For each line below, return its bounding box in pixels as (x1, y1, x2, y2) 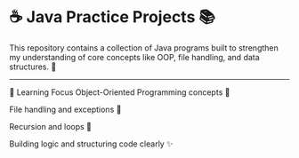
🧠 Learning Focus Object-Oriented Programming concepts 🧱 (9, 86, 230, 98)
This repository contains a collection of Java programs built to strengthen (9, 42, 279, 53)
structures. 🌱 (9, 61, 57, 72)
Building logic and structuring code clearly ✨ (9, 138, 174, 149)
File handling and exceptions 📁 (9, 104, 122, 115)
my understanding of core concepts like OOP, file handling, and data (9, 51, 260, 62)
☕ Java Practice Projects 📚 (9, 7, 216, 28)
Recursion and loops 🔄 (9, 121, 92, 131)
